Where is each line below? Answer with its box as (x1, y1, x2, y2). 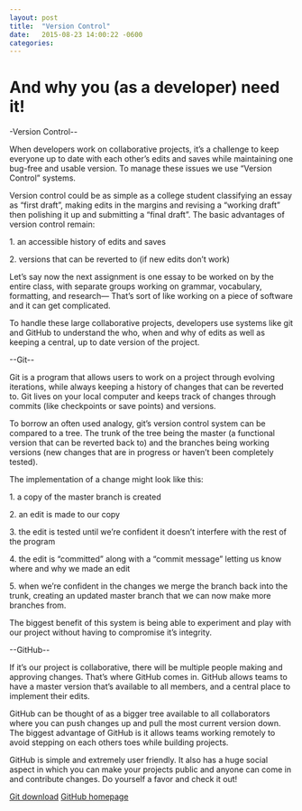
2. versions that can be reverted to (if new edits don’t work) (9, 254, 230, 265)
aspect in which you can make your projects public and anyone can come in (9, 764, 291, 775)
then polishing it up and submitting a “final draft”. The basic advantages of (9, 210, 286, 220)
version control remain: (9, 219, 96, 230)
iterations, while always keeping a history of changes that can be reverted (9, 381, 284, 393)
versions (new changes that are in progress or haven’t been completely (9, 447, 274, 458)
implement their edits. (9, 691, 90, 702)
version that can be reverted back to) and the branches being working (9, 437, 270, 448)
